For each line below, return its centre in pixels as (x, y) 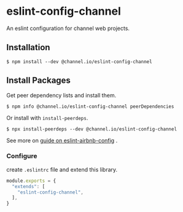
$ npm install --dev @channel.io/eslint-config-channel (79, 62)
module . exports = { (31, 181)
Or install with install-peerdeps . (47, 118)
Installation (28, 47)
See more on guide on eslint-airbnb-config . (62, 140)
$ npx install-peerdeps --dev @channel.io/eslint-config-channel (91, 129)
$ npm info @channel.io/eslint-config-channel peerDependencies (90, 106)
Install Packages (38, 81)
